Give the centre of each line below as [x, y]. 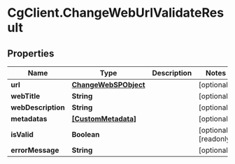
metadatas [29, 119]
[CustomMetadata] [104, 119]
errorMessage [35, 150]
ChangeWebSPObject [108, 85]
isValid [22, 134]
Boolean [86, 134]
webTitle [26, 96]
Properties [31, 53]
